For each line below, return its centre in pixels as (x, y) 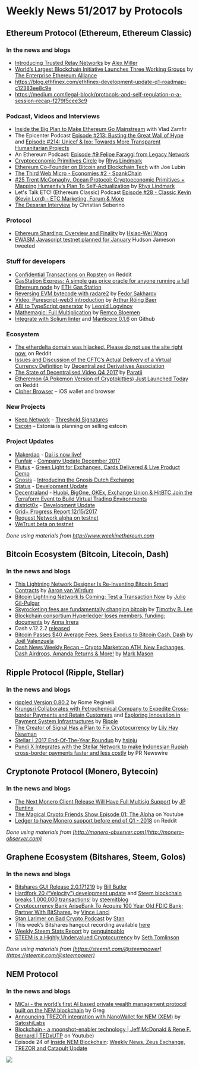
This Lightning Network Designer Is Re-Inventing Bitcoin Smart (91, 584)
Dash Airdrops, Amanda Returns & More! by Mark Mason (84, 654)
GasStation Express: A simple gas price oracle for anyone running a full (102, 280)
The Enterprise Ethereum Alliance (56, 75)
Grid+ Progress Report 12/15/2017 (56, 511)
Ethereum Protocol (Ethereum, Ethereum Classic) (99, 33)
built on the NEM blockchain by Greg (60, 1011)
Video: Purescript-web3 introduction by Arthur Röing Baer (86, 299)
